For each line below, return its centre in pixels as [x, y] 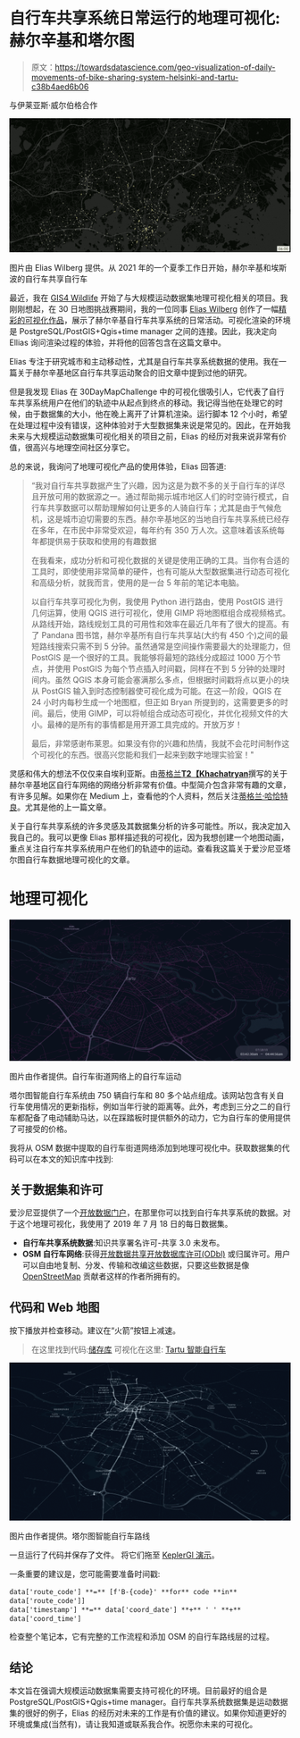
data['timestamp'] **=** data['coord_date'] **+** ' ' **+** [125, 1610]
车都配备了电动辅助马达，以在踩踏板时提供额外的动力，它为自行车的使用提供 [150, 1117]
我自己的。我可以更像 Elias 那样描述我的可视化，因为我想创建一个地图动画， [149, 837]
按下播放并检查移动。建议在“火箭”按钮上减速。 [95, 1331]
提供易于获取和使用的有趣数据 [102, 542]
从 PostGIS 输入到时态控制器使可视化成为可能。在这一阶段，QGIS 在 [156, 691]
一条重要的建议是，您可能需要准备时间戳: [85, 1574]
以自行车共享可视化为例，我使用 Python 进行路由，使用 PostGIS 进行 [157, 602]
